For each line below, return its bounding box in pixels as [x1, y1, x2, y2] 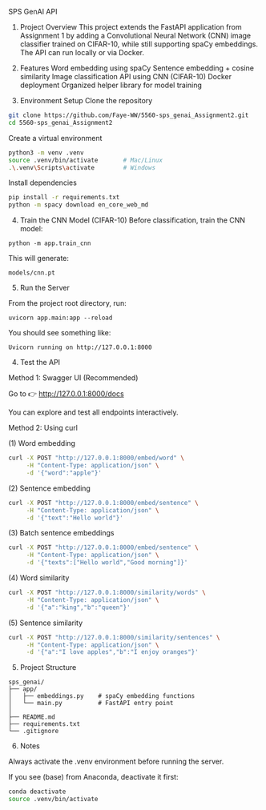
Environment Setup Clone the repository [19, 96, 153, 105]
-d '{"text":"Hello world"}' [26, 514, 124, 522]
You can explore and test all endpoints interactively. [8, 407, 179, 417]
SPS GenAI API [8, 7, 58, 16]
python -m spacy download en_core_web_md [8, 201, 149, 209]
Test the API [19, 358, 61, 367]
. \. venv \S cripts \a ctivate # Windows [8, 163, 156, 171]
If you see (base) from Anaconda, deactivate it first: [8, 772, 179, 782]
